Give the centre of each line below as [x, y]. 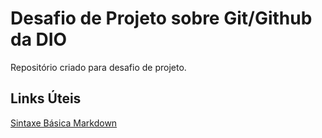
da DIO [39, 39]
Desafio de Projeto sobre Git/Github [161, 18]
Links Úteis [46, 98]
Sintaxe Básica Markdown [64, 123]
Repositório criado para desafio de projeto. [98, 67]
